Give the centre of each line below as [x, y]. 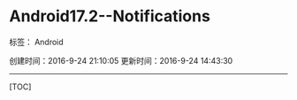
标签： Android [36, 42]
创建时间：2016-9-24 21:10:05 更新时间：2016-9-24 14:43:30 [121, 60]
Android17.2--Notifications [110, 16]
